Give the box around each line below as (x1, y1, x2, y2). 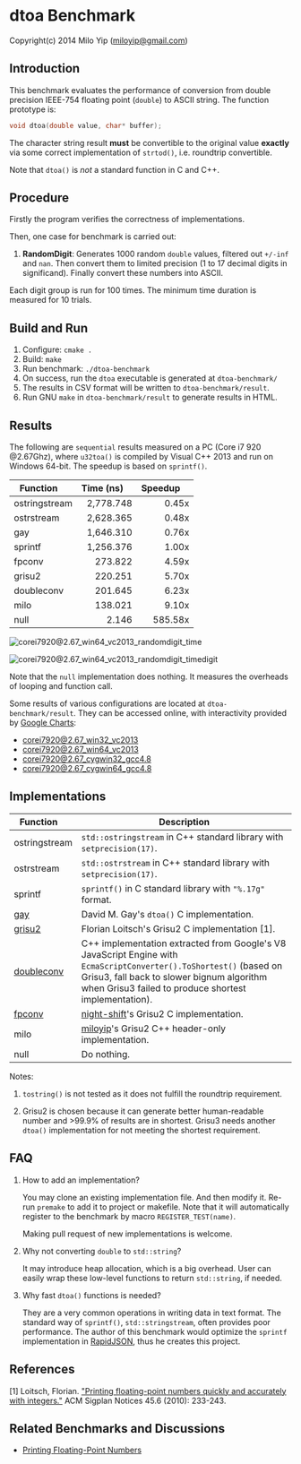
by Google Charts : (9, 718, 77, 728)
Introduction (9, 61, 81, 76)
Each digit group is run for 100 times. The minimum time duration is (9, 285, 257, 296)
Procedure (9, 190, 70, 206)
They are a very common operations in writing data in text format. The (21, 1307, 282, 1318)
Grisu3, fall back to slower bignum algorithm (81, 970, 268, 983)
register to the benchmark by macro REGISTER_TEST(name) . (21, 1210, 236, 1221)
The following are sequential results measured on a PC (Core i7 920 (9, 442, 262, 452)
